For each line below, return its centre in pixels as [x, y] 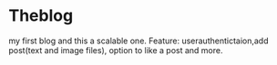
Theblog [41, 16]
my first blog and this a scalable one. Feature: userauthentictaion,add [139, 41]
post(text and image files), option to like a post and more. [116, 50]
